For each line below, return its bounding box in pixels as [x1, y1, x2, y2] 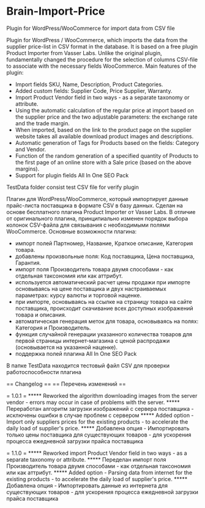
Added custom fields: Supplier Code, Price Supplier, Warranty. [15, 87, 173, 94]
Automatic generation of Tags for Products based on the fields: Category [15, 139, 199, 146]
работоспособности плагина [6, 368, 81, 375]
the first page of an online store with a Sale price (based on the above [15, 158, 192, 166]
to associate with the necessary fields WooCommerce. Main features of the [6, 62, 197, 70]
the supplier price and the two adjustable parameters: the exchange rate [15, 113, 198, 120]
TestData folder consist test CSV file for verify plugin [6, 183, 140, 191]
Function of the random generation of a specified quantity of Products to [15, 152, 199, 160]
